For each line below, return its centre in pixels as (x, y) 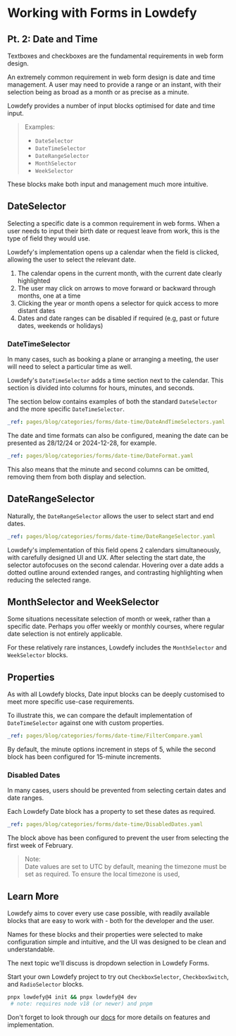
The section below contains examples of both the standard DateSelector (112, 402)
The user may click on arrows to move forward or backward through (117, 288)
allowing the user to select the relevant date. (72, 260)
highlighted (34, 281)
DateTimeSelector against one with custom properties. (86, 723)
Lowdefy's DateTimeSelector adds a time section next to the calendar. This (116, 380)
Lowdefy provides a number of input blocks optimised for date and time (111, 106)
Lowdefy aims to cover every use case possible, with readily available (108, 913)
